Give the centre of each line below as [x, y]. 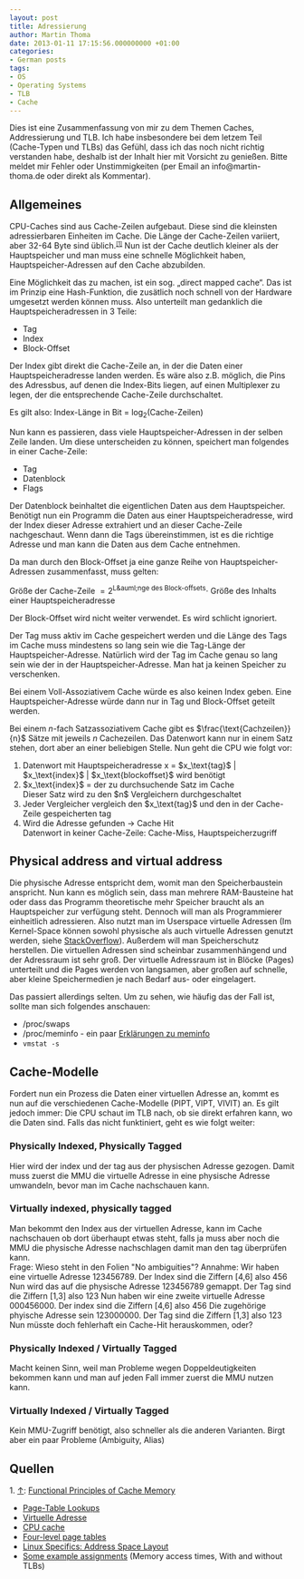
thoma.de [27, 176]
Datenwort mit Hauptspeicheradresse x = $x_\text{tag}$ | [129, 765]
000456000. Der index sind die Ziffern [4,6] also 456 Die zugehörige [138, 1305]
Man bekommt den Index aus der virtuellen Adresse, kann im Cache [136, 1228]
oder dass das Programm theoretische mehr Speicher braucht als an [137, 902]
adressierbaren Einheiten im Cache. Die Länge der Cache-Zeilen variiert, [145, 236]
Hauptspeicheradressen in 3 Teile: [73, 312]
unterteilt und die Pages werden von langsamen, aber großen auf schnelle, [148, 970]
